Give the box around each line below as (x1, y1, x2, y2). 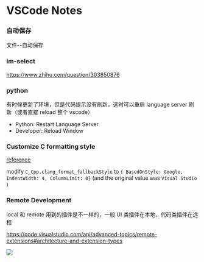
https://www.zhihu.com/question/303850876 (6, 71, 120, 78)
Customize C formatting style (6, 143, 96, 150)
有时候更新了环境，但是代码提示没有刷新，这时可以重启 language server (6, 101, 188, 108)
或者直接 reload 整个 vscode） (16, 108, 93, 116)
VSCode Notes (6, 4, 82, 18)
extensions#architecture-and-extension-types (6, 237, 123, 244)
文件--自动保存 (6, 41, 44, 49)
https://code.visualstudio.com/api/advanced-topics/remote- (6, 230, 157, 238)
